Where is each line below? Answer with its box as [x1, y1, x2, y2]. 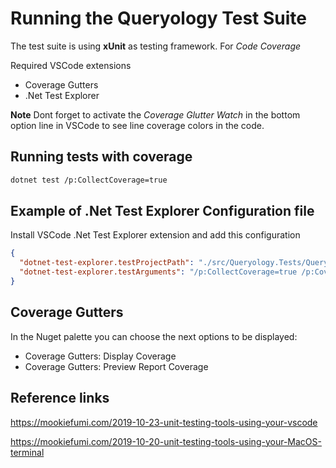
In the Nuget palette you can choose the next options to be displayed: [10, 330, 298, 342]
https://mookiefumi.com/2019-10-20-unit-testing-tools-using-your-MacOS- [10, 435, 322, 447]
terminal [10, 446, 45, 458]
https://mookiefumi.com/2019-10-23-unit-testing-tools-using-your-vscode [10, 416, 318, 428]
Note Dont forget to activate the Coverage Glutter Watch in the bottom [10, 108, 301, 121]
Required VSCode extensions [10, 59, 132, 71]
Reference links [10, 390, 110, 407]
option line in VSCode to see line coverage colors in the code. [10, 119, 265, 131]
